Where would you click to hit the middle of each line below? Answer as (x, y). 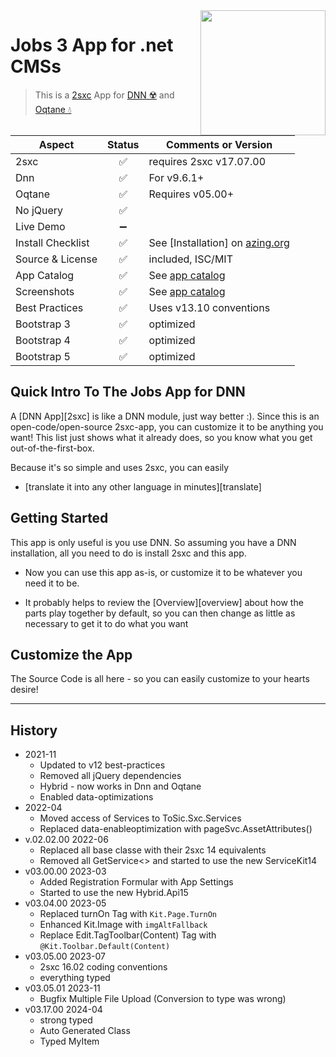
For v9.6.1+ (176, 177)
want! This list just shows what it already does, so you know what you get (161, 437)
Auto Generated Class (85, 1031)
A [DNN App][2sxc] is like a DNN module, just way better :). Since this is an (165, 416)
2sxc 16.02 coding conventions (103, 967)
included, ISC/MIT (190, 259)
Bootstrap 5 (43, 356)
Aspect (56, 144)
